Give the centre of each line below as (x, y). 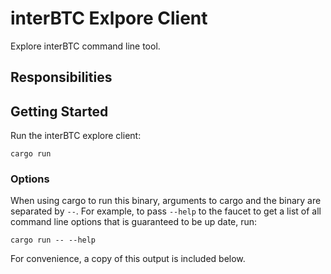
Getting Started (59, 111)
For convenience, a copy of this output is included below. (128, 259)
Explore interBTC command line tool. (85, 46)
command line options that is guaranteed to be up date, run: (134, 222)
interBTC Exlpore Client (109, 18)
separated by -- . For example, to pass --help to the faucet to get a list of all (166, 211)
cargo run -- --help (53, 240)
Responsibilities (61, 77)
